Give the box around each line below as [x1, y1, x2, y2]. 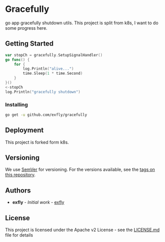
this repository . [5, 172, 36, 178]
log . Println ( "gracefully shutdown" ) [5, 89, 81, 95]
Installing [5, 101, 28, 108]
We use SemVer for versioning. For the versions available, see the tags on [5, 167, 155, 173]
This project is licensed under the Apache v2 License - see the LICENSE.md [5, 227, 160, 233]
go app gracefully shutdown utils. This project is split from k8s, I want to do [5, 20, 159, 26]
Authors [5, 186, 31, 194]
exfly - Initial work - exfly [12, 199, 65, 205]
